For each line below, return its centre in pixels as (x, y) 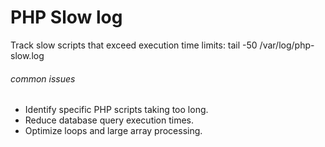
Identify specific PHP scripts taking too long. (116, 110)
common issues (43, 78)
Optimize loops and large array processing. (113, 131)
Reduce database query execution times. (109, 120)
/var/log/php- (287, 45)
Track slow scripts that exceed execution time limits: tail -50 (134, 45)
